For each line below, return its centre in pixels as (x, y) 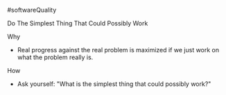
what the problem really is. (55, 57)
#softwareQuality (32, 10)
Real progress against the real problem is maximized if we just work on (118, 50)
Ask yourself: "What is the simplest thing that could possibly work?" (114, 84)
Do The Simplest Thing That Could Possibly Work (78, 23)
